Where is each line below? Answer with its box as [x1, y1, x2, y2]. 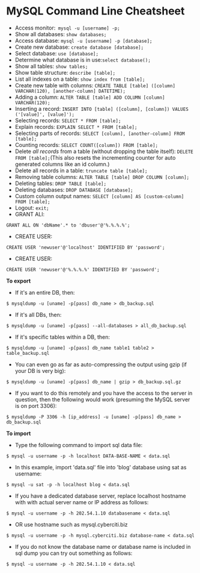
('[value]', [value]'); [14, 111, 75, 117]
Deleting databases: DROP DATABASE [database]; [14, 186, 133, 193]
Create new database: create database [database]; [14, 43, 144, 51]
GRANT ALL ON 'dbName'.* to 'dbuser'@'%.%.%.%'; [6, 222, 130, 228]
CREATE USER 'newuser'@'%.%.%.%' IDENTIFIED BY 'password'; [6, 266, 160, 272]
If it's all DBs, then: [14, 311, 62, 318]
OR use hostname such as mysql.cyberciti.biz [14, 521, 128, 528]
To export [6, 277, 31, 284]
